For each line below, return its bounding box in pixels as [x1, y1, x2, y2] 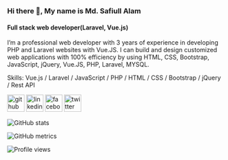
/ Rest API [7, 81, 36, 89]
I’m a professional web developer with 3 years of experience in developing [7, 38, 218, 47]
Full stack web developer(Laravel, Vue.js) [7, 23, 129, 32]
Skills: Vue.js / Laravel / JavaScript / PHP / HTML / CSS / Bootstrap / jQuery [7, 73, 222, 82]
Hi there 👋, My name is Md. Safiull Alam [7, 6, 141, 16]
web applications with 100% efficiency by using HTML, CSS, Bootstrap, [7, 53, 210, 61]
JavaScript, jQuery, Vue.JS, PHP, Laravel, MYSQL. [7, 60, 149, 69]
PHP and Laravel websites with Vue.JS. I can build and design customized [7, 46, 218, 54]
